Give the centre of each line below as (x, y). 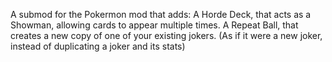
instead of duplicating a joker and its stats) (98, 46)
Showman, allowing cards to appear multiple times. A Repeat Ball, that (154, 25)
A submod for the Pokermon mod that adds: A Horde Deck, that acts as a (161, 14)
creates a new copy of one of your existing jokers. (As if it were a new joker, (166, 35)
